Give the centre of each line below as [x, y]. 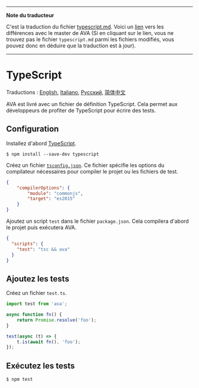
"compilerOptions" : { [43, 188]
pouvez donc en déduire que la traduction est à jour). [71, 46]
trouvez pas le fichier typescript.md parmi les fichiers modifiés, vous [90, 39]
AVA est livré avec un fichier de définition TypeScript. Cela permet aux [92, 104]
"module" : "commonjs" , [55, 193]
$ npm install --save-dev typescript [53, 154]
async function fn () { [34, 315]
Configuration [33, 129]
